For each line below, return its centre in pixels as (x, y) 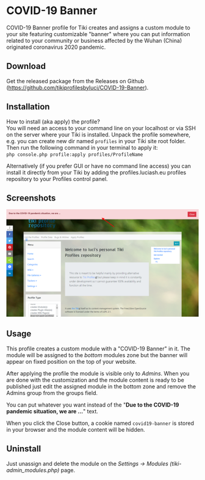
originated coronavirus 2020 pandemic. (56, 47)
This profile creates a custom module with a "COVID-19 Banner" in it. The (98, 349)
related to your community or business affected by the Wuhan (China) (94, 40)
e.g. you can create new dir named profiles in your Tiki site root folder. (96, 141)
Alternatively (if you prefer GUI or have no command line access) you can (99, 166)
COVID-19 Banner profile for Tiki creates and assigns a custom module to (98, 28)
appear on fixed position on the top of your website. (72, 361)
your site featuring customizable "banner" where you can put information (98, 34)
